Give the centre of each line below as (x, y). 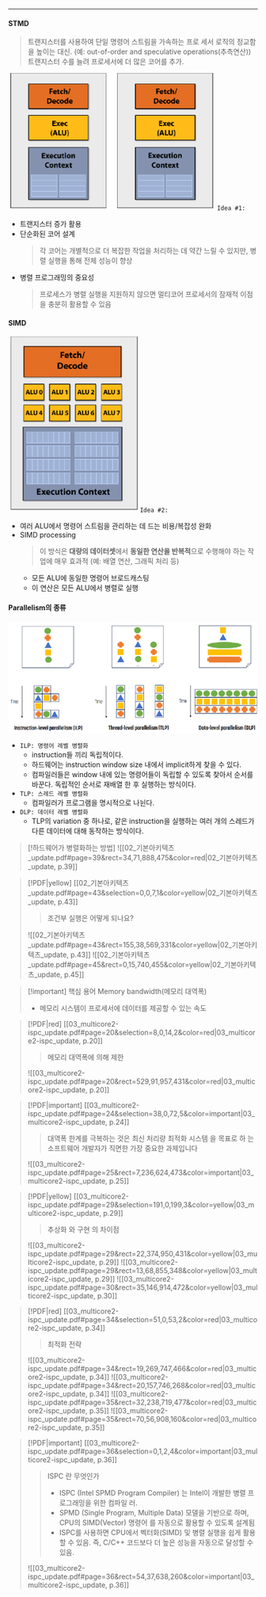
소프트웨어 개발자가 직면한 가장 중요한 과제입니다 (122, 1149)
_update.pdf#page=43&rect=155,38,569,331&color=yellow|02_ (129, 945)
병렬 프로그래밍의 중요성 (57, 277)
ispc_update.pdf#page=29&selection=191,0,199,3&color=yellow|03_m (141, 1205)
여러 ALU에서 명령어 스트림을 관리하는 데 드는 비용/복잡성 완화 (116, 526)
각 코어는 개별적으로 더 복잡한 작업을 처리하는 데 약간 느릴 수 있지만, (144, 251)
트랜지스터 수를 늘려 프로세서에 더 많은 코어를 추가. (106, 62)
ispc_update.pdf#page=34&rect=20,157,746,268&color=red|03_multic (141, 1385)
